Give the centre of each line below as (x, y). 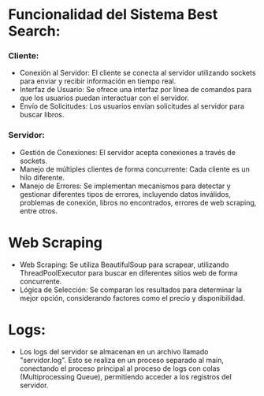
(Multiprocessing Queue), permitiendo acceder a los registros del (126, 376)
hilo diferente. (42, 177)
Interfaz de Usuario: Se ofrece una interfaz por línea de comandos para (136, 90)
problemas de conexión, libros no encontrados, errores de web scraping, (138, 202)
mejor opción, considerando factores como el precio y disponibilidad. (132, 298)
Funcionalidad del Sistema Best (113, 15)
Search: (34, 31)
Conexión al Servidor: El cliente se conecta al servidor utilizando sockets (138, 73)
